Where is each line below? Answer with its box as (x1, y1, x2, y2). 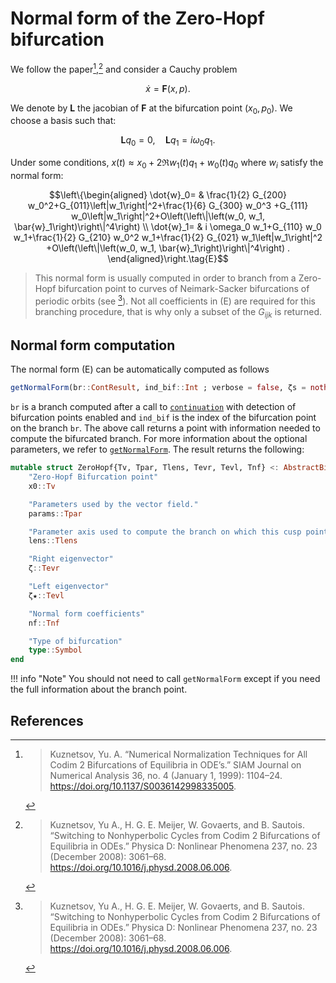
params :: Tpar (28, 508, 83, 519)
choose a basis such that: (10, 115, 117, 127)
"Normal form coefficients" (28, 608, 145, 619)
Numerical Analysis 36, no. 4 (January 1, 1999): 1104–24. (49, 769, 283, 781)
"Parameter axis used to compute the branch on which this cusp (28, 527, 302, 537)
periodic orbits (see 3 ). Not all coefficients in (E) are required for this (34, 293, 317, 307)
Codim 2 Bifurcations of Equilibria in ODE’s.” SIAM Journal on (49, 758, 302, 771)
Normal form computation (10, 337, 176, 354)
